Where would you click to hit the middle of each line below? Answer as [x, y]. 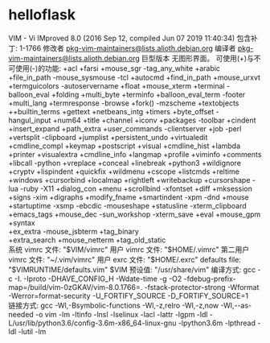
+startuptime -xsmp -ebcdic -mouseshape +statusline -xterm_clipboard [127, 205]
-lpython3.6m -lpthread [217, 323]
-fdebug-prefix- [210, 279]
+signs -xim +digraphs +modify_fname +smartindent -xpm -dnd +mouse [129, 197]
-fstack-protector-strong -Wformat [202, 287]
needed [21, 314]
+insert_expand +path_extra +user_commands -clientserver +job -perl [125, 128]
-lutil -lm [32, 331]
